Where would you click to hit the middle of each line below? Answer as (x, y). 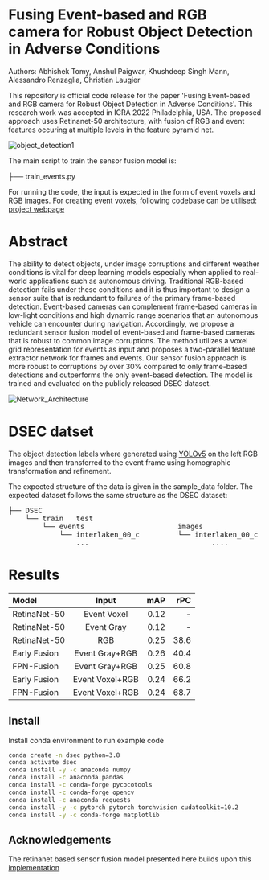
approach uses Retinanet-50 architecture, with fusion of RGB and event (126, 121)
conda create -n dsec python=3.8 (64, 755)
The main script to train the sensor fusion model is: (92, 160)
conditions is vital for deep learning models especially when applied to (125, 272)
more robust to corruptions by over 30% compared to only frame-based (128, 366)
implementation (34, 868)
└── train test (59, 518)
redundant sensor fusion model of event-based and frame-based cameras (132, 332)
